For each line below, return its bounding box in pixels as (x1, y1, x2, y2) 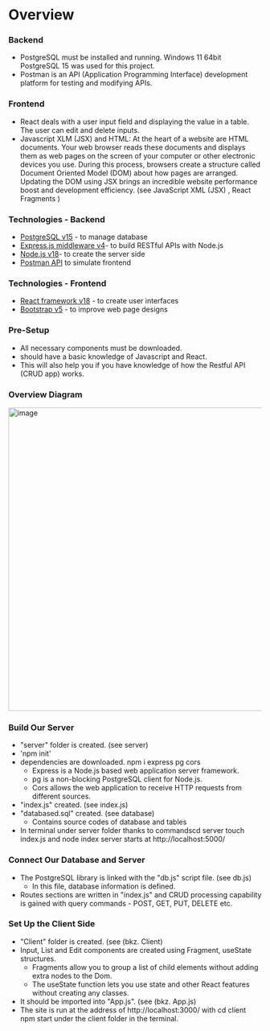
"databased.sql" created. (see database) (19, 809, 155, 819)
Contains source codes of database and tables (31, 817, 187, 827)
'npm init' (19, 749, 51, 758)
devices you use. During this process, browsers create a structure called (19, 159, 261, 169)
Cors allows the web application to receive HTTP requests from (31, 783, 243, 793)
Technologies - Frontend (8, 278, 107, 289)
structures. (19, 954, 56, 963)
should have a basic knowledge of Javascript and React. (19, 352, 207, 361)
